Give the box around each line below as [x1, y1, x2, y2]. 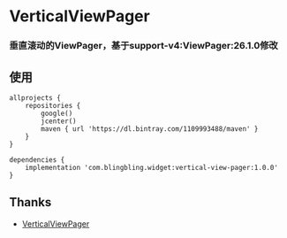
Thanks [9, 195, 52, 210]
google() [41, 109, 73, 118]
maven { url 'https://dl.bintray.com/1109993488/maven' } [41, 124, 259, 134]
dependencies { [9, 155, 65, 165]
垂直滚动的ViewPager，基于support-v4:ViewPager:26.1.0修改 [9, 40, 278, 52]
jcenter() [41, 117, 77, 126]
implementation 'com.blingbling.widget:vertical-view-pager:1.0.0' [25, 163, 278, 172]
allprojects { [9, 93, 62, 103]
